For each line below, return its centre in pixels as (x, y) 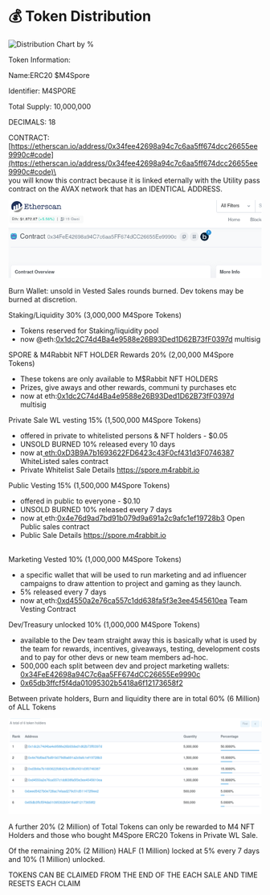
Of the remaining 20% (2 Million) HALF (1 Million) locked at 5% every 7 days (134, 851)
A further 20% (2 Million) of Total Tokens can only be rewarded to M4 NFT (132, 827)
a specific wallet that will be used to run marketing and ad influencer (133, 575)
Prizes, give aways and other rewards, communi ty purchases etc (128, 387)
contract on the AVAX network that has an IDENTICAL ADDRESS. (116, 189)
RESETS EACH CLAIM (45, 883)
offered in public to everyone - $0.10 (80, 501)
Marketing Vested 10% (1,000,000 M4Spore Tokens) (95, 559)
